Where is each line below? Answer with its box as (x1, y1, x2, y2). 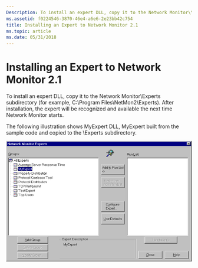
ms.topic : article (6, 28, 51, 34)
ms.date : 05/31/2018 (6, 34, 57, 41)
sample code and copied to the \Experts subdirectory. (6, 129, 137, 136)
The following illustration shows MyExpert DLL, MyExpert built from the (6, 123, 179, 130)
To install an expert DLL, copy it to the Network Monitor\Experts (6, 93, 161, 100)
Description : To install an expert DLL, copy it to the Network (6, 9, 167, 15)
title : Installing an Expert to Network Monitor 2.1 (6, 22, 138, 28)
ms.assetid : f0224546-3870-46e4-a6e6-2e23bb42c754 (6, 15, 133, 22)
